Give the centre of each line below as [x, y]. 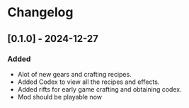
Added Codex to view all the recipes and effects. [88, 82]
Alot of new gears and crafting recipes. [75, 74]
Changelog [40, 12]
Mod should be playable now [60, 97]
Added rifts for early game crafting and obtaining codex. [99, 89]
